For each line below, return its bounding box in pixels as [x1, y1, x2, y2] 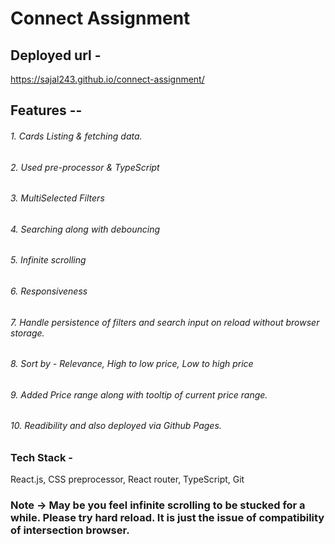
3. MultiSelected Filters [10, 192, 105, 204]
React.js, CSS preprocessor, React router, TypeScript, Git [10, 473, 245, 486]
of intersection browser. [10, 523, 130, 537]
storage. [10, 327, 45, 339]
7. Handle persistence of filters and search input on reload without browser [10, 316, 320, 328]
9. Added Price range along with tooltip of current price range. [10, 388, 268, 401]
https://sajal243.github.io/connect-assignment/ [10, 73, 205, 85]
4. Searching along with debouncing [10, 223, 160, 235]
